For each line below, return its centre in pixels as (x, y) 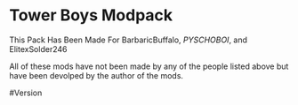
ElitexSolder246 (38, 49)
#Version (26, 93)
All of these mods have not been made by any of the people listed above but (149, 66)
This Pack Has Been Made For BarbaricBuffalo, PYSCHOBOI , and (128, 40)
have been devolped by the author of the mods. (97, 75)
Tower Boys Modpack (91, 15)
